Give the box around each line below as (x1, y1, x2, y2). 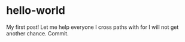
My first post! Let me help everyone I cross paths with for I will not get (6, 23, 179, 31)
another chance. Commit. (6, 29, 69, 37)
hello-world (6, 4, 66, 17)
